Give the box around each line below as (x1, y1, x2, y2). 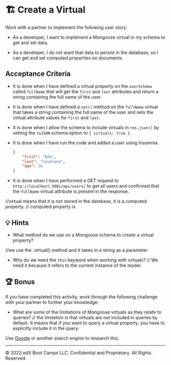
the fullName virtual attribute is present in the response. (12, 189, 129, 195)
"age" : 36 (22, 164, 43, 169)
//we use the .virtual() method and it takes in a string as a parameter (5, 247, 148, 253)
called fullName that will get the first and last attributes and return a (12, 88, 159, 95)
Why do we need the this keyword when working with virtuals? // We (12, 257, 158, 263)
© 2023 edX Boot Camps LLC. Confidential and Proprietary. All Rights (5, 349, 152, 356)
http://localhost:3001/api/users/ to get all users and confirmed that (12, 183, 159, 189)
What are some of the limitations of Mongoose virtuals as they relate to (12, 309, 162, 315)
